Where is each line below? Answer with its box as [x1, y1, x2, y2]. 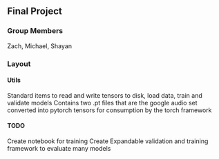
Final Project [7, 6, 62, 17]
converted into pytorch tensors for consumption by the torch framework [7, 106, 212, 114]
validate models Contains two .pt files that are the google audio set [7, 98, 198, 107]
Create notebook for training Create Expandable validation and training [7, 137, 209, 145]
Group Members [7, 26, 64, 36]
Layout [7, 59, 31, 68]
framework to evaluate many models [7, 145, 111, 153]
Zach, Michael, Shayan [7, 41, 73, 50]
